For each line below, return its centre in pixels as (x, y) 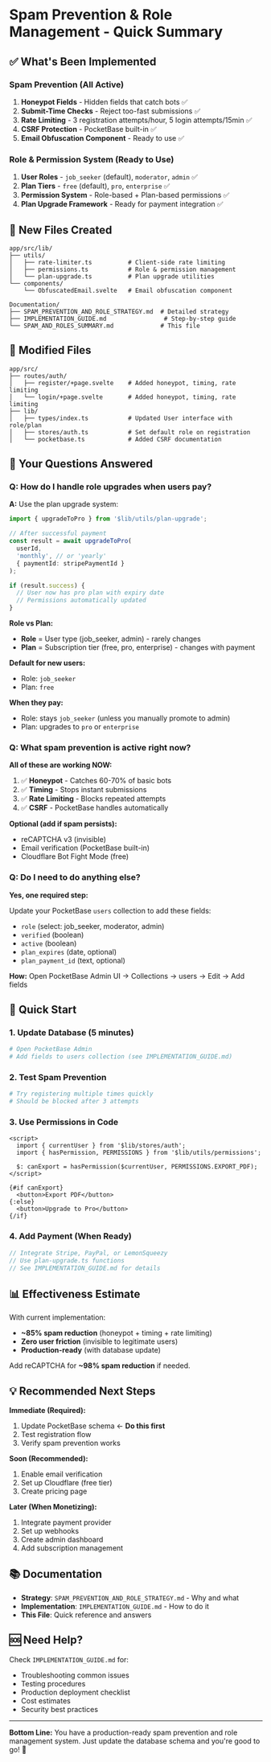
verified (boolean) (52, 934)
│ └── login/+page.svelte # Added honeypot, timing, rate (123, 397)
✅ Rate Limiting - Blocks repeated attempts (93, 799)
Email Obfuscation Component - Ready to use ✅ (103, 138)
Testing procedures (53, 1683)
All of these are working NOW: (61, 765)
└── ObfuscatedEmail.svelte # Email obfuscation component (128, 290)
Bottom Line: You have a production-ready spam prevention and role (123, 1732)
